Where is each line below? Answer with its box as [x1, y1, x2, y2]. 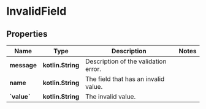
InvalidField [6, 4, 67, 18]
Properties [6, 29, 48, 39]
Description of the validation [85, 57, 167, 66]
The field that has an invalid [85, 75, 165, 83]
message [9, 61, 37, 69]
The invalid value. [85, 92, 136, 100]
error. [85, 65, 102, 73]
